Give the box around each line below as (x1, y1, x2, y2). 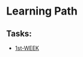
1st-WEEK (14, 44, 39, 52)
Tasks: (6, 29, 32, 39)
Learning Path (6, 4, 78, 18)
